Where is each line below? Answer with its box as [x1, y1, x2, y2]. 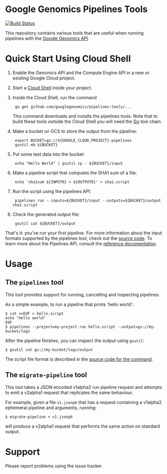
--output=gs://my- [117, 324, 156, 329]
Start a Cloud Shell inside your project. [12, 85, 92, 91]
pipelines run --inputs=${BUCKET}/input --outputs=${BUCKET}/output [15, 198, 161, 203]
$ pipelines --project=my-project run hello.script [5, 324, 115, 329]
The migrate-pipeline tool [5, 371, 87, 379]
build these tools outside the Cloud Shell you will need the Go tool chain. [12, 118, 162, 124]
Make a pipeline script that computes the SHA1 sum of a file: [12, 170, 137, 176]
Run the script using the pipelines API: [12, 188, 91, 194]
